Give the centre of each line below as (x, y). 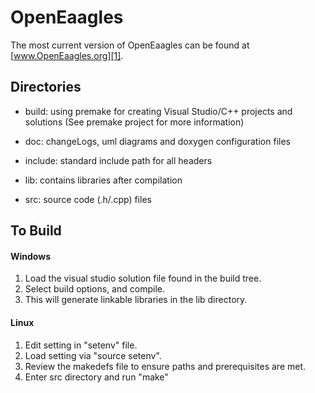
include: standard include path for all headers (118, 160)
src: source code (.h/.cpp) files (88, 199)
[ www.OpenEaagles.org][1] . (67, 55)
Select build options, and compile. (94, 289)
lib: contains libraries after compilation (103, 180)
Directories (46, 87)
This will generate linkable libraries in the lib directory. (136, 300)
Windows (30, 256)
